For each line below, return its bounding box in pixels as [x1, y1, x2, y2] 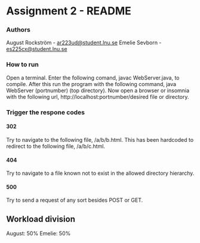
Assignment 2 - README [6, 4, 131, 18]
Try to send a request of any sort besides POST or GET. [6, 196, 143, 204]
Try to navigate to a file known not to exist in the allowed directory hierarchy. [6, 169, 195, 177]
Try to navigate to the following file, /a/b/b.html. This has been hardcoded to [6, 136, 194, 143]
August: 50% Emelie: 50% [6, 230, 71, 237]
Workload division [6, 214, 76, 224]
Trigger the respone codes [6, 108, 85, 116]
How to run [6, 60, 39, 69]
